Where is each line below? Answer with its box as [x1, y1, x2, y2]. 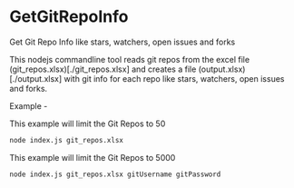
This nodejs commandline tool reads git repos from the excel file [9, 54, 250, 64]
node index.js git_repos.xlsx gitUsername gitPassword [9, 170, 221, 179]
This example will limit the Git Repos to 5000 [9, 152, 176, 163]
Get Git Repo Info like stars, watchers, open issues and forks [9, 36, 236, 47]
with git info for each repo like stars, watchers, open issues [64, 73, 285, 84]
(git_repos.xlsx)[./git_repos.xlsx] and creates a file [9, 64, 197, 74]
